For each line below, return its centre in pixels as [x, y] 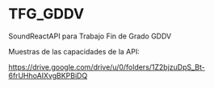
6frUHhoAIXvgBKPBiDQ [48, 75]
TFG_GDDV [46, 14]
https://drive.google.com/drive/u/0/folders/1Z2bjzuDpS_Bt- [107, 67]
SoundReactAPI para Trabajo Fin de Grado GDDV [90, 36]
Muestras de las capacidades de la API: [74, 51]
